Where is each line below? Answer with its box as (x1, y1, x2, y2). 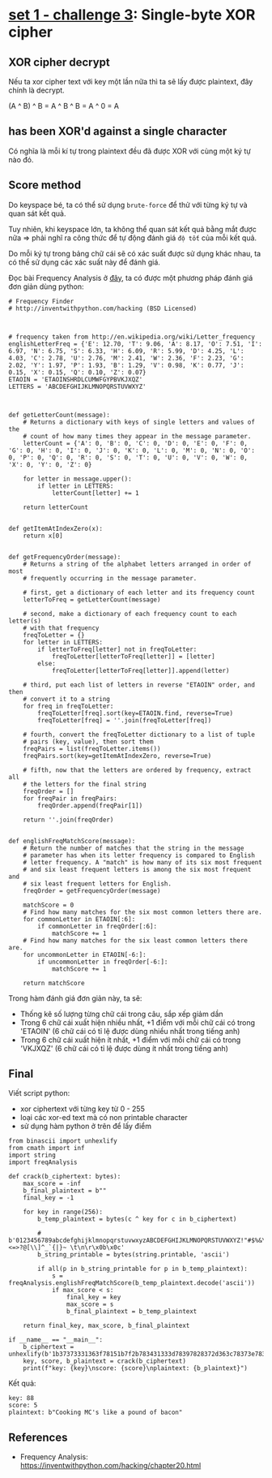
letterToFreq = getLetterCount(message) (23, 595, 161, 604)
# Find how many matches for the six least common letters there (23, 936, 249, 945)
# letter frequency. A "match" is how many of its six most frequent (23, 858, 263, 866)
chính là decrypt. (8, 85, 65, 95)
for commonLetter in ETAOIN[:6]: (23, 915, 136, 923)
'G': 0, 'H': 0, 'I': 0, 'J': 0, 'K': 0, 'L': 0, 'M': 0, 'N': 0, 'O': (8, 446, 255, 455)
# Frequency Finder (8, 297, 74, 305)
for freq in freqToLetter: (23, 702, 114, 710)
